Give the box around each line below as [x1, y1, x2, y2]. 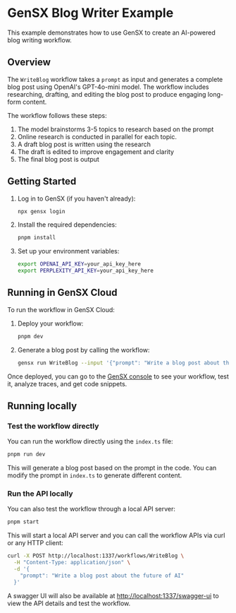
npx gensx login [17, 208, 66, 215]
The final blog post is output [17, 155, 100, 163]
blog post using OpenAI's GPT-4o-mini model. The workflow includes [7, 83, 209, 91]
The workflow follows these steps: [7, 111, 107, 119]
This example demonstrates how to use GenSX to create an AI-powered [7, 28, 216, 37]
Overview [7, 56, 51, 69]
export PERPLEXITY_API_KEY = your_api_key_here [17, 267, 154, 275]
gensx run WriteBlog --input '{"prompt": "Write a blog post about [17, 359, 220, 367]
